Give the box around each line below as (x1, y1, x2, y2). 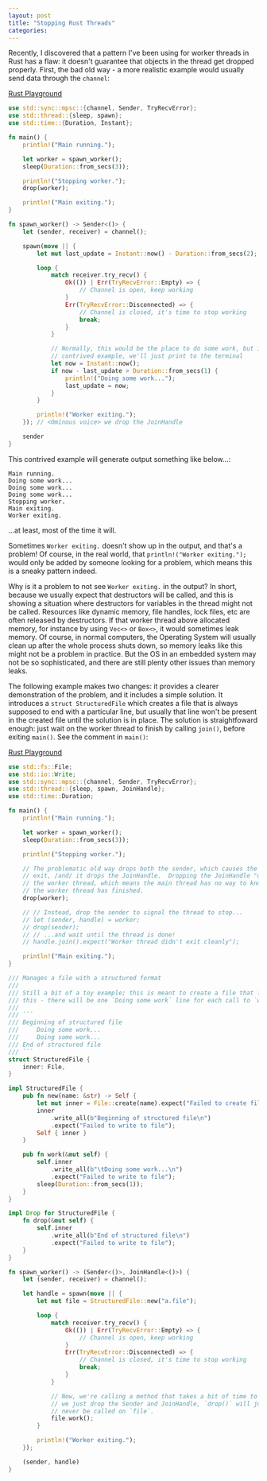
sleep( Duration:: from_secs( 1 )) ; (37, 1180, 145, 1188)
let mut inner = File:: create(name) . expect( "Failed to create (37, 1099, 247, 1107)
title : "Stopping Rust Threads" (8, 19, 115, 27)
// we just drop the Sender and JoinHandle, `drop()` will (50, 1400, 250, 1408)
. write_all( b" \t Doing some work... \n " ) (50, 1165, 183, 1173)
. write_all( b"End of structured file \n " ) (50, 1231, 191, 1239)
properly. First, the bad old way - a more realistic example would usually (8, 65, 245, 75)
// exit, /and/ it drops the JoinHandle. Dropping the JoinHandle (22, 872, 250, 880)
